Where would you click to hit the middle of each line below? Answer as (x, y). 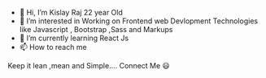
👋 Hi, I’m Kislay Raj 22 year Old (71, 12)
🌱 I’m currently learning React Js (74, 38)
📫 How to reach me (53, 47)
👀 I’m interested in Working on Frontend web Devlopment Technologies (138, 21)
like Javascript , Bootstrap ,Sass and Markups (96, 29)
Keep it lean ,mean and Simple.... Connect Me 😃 (89, 66)
